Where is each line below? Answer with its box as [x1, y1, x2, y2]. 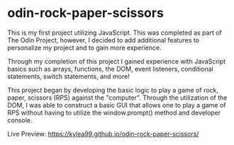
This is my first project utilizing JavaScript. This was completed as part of [7, 28, 222, 37]
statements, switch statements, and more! [7, 72, 130, 81]
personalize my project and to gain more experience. [7, 43, 162, 52]
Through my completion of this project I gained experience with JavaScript [7, 57, 226, 65]
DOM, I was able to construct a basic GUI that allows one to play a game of [7, 100, 226, 109]
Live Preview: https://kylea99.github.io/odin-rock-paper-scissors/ [7, 129, 199, 138]
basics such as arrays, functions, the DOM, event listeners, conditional [7, 64, 214, 73]
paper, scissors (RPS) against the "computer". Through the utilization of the [7, 93, 228, 102]
